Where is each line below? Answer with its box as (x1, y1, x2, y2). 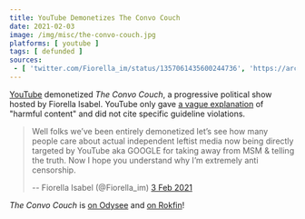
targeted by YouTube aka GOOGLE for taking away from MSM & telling (31, 144, 295, 155)
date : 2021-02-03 (9, 22, 75, 31)
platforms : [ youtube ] (9, 38, 100, 48)
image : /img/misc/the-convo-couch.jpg (9, 30, 156, 39)
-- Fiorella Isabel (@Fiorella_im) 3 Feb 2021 (31, 182, 193, 193)
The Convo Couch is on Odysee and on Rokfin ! (9, 199, 185, 210)
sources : (9, 55, 43, 65)
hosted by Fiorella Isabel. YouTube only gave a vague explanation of (9, 98, 264, 109)
